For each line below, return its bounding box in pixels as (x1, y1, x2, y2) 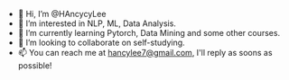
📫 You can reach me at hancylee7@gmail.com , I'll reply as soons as (17, 48, 273, 58)
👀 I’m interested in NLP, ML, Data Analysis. (17, 18, 176, 29)
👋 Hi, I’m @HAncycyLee (17, 9, 107, 19)
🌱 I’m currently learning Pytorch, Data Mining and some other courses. (17, 28, 281, 38)
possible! (17, 60, 52, 71)
